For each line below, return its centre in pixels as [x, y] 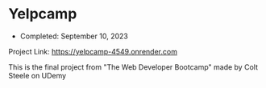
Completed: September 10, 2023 [74, 36]
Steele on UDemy [37, 75]
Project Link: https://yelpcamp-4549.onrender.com [93, 51]
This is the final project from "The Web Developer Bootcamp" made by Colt [133, 67]
